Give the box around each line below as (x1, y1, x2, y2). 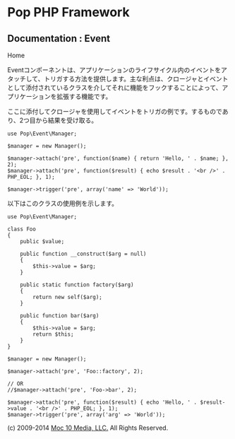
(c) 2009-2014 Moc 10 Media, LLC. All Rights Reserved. (7, 423, 169, 432)
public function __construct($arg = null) (20, 250, 147, 257)
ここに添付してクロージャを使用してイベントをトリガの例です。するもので (7, 107, 222, 115)
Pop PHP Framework (7, 4, 130, 21)
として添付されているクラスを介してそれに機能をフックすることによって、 (7, 83, 222, 92)
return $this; (32, 331, 74, 338)
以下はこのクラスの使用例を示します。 (7, 199, 119, 207)
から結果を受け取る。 (35, 116, 97, 124)
